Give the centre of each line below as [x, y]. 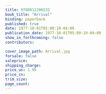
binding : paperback [25, 19]
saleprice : [16, 60]
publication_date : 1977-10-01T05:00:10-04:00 [53, 33]
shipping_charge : [23, 65]
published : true [22, 24]
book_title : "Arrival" [29, 14]
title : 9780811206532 [28, 10]
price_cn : [15, 75]
